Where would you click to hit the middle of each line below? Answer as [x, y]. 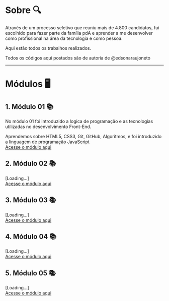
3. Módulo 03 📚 [31, 200]
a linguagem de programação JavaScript [47, 142]
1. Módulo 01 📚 [29, 107]
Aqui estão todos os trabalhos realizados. [48, 48]
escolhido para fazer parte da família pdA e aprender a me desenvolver [79, 33]
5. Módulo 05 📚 [31, 273]
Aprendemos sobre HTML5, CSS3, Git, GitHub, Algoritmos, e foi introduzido [83, 136]
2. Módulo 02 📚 [31, 164]
